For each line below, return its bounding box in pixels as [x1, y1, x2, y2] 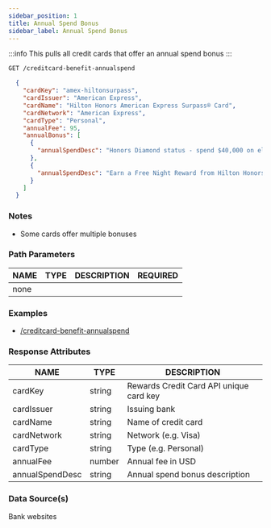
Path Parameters [8, 249, 75, 260]
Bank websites [8, 511, 57, 521]
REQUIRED [137, 269, 179, 281]
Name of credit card [127, 417, 203, 428]
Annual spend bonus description [127, 469, 250, 480]
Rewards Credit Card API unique [127, 380, 249, 392]
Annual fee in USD [127, 456, 196, 468]
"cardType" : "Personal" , [23, 116, 106, 125]
